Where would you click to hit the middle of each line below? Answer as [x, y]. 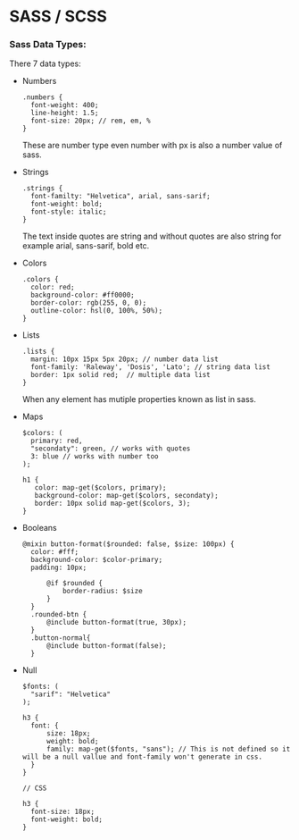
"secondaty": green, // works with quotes [111, 449]
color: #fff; [55, 552]
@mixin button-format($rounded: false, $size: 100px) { [128, 544]
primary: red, [57, 441]
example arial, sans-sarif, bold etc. [86, 246]
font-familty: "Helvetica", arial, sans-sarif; [121, 197]
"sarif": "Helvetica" [71, 694]
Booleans [39, 528]
